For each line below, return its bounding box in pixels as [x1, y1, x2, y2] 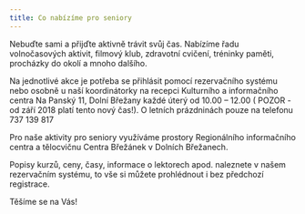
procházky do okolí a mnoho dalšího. [9, 57, 147, 68]
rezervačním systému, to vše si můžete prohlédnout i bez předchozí [9, 168, 264, 179]
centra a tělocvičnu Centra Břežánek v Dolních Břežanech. [9, 141, 229, 152]
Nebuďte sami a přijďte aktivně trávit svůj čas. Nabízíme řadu [9, 38, 239, 49]
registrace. [9, 178, 50, 189]
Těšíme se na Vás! [9, 196, 78, 207]
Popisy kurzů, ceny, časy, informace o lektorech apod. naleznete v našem [9, 158, 287, 169]
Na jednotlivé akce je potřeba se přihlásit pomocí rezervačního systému [9, 75, 278, 87]
